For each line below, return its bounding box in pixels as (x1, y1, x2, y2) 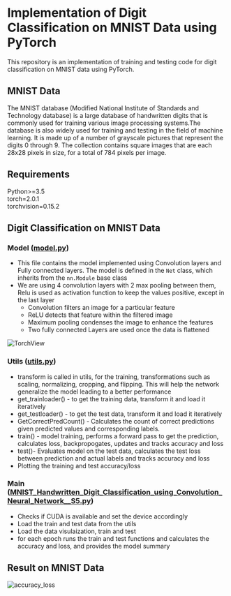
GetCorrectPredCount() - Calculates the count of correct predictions (17, 417, 215, 425)
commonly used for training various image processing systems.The (7, 119, 201, 127)
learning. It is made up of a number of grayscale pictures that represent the (7, 133, 224, 142)
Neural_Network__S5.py (7, 496, 91, 506)
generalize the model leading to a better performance (17, 387, 172, 396)
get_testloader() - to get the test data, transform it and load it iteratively (17, 410, 222, 418)
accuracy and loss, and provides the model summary (17, 542, 170, 550)
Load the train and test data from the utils (17, 519, 137, 528)
